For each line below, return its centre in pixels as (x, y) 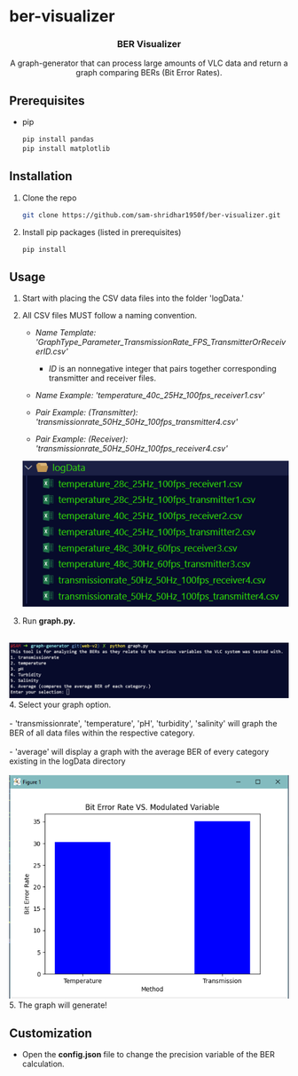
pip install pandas (58, 139)
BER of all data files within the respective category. (102, 733)
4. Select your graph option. (60, 705)
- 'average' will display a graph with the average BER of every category (139, 752)
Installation (41, 176)
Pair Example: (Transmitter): (87, 412)
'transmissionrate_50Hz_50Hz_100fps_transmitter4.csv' (137, 422)
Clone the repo (49, 198)
